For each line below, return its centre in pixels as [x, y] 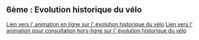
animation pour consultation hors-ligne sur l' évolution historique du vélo [96, 30]
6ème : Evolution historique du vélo [74, 10]
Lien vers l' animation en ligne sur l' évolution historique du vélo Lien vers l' [99, 24]
